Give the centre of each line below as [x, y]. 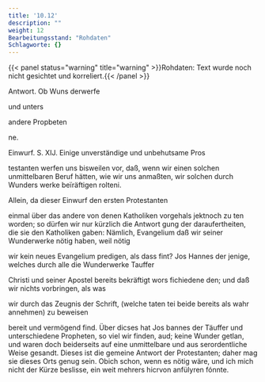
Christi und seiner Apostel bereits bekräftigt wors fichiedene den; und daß [129, 280]
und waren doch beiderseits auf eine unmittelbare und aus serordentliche [128, 345]
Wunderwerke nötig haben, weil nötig [69, 241]
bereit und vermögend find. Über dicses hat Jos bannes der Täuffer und [126, 328]
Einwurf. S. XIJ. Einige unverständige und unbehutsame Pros [107, 153]
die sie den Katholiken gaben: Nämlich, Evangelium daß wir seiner [116, 233]
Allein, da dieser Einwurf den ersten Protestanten [88, 201]
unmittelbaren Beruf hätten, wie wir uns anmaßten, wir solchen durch [121, 177]
